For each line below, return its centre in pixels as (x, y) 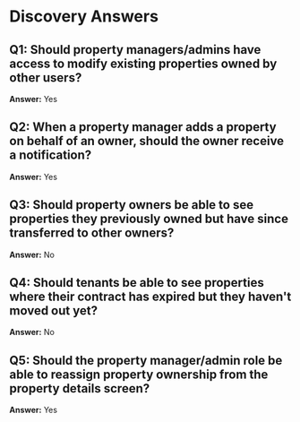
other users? (46, 78)
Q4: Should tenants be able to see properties (137, 283)
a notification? (51, 155)
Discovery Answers (84, 17)
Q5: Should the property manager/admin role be (146, 360)
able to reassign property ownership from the (139, 374)
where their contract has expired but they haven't (150, 297)
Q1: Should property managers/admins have (135, 50)
